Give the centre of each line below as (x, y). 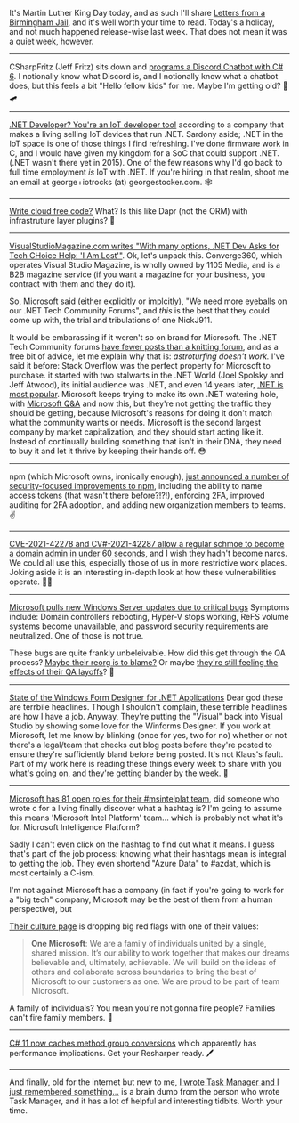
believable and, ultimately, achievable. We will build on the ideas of (154, 962)
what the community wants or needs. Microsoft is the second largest (135, 423)
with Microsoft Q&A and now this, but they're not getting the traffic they (140, 403)
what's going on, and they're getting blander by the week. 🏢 (119, 773)
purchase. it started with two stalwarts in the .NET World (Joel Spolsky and (147, 375)
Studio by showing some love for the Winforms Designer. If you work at (140, 726)
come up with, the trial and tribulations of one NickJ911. (111, 320)
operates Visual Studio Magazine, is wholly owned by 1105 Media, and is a (145, 265)
